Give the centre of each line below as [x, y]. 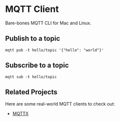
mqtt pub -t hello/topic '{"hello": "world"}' [54, 50]
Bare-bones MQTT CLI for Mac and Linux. [48, 23]
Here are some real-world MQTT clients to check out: [60, 104]
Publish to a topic [33, 39]
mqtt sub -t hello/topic [31, 77]
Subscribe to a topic [37, 65]
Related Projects [31, 92]
